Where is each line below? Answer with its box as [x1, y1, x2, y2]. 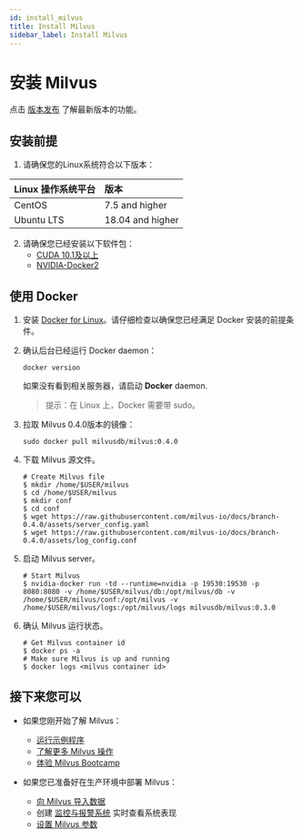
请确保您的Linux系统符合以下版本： [22, 159, 156, 170]
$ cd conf [22, 504, 61, 513]
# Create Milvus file [22, 472, 105, 481]
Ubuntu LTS [14, 214, 65, 227]
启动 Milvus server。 [22, 552, 100, 564]
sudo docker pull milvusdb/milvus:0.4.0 [22, 437, 178, 446]
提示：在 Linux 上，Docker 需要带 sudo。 [45, 399, 200, 410]
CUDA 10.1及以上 [35, 249, 99, 260]
